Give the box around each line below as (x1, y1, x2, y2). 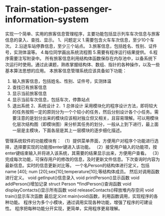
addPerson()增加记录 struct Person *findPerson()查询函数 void (5, 181, 132, 186)
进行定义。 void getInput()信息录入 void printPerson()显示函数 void (5, 175, 140, 181)
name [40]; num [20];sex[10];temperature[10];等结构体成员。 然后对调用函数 (5, 168, 160, 174)
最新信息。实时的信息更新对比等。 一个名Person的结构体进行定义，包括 (5, 162, 150, 168)
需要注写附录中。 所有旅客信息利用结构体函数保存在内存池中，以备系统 (9, 55, 153, 61)
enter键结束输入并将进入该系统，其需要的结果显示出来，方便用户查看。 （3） (5, 150, 160, 156)
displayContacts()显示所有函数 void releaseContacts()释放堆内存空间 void (5, 187, 154, 193)
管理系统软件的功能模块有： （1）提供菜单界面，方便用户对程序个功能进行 (5, 138, 155, 144)
